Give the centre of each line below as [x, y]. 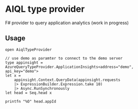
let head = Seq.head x [28, 93]
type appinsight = [24, 63]
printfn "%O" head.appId [31, 101]
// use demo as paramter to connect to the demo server [64, 58]
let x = [13, 75]
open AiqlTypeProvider [28, 50]
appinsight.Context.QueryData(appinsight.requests [67, 80]
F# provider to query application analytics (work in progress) [67, 23]
